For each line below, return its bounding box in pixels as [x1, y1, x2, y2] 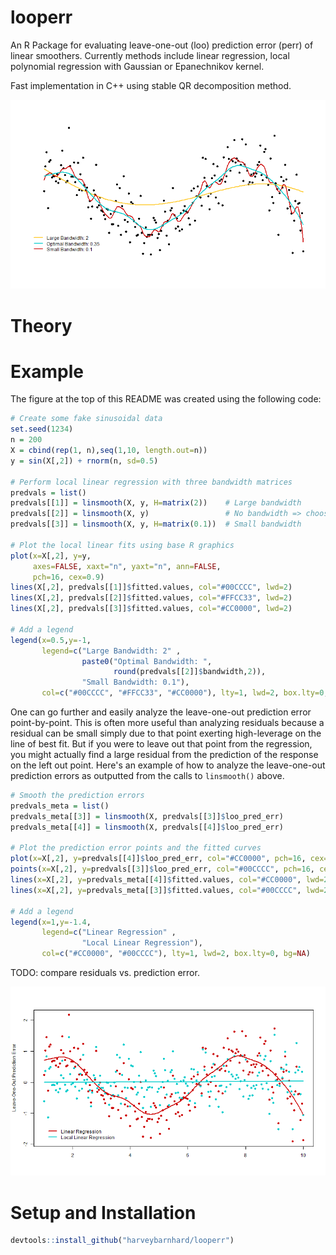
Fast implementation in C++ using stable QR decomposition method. [10, 79, 292, 91]
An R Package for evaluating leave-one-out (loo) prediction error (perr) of [10, 39, 314, 51]
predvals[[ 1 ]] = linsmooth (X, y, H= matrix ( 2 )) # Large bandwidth [10, 498, 302, 508]
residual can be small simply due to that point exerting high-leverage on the [10, 727, 322, 740]
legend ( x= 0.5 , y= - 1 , [10, 635, 92, 645]
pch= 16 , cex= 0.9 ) [32, 572, 105, 582]
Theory [10, 314, 73, 337]
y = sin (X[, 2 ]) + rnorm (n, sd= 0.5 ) [10, 456, 159, 466]
